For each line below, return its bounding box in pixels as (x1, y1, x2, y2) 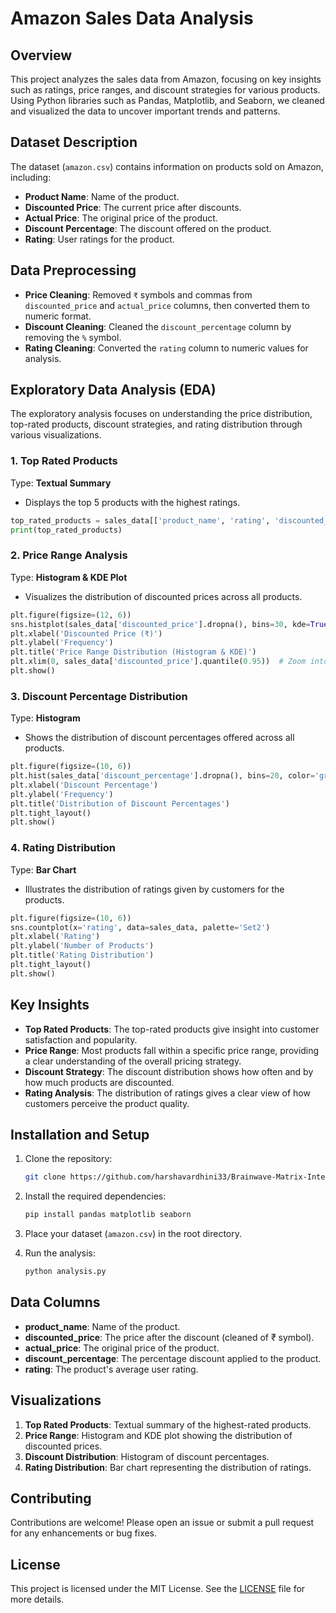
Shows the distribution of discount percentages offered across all (24, 732, 295, 744)
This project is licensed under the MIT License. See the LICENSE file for (10, 1583, 306, 1595)
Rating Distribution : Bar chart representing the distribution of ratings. (24, 1461, 312, 1473)
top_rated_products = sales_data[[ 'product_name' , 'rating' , (10, 515, 271, 526)
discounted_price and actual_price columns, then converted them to (24, 299, 310, 311)
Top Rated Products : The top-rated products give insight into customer (24, 1023, 320, 1035)
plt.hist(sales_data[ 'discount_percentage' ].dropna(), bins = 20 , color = (10, 771, 315, 781)
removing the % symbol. (24, 331, 122, 343)
